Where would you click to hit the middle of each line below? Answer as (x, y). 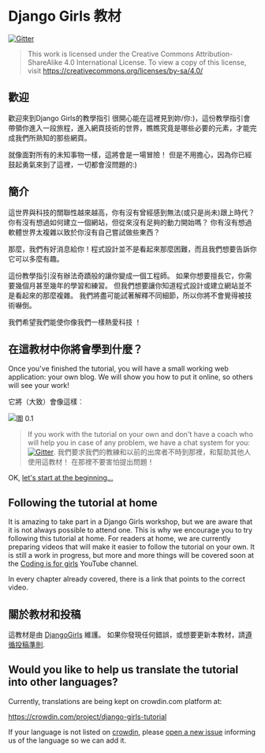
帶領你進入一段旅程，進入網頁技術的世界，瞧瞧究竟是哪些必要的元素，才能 (129, 128)
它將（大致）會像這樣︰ (46, 402)
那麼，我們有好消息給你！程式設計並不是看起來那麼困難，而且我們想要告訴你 (132, 249)
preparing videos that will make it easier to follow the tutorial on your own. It (131, 547)
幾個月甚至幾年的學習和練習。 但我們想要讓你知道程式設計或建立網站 (126, 285)
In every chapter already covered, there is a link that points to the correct (127, 579)
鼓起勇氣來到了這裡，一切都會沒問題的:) (73, 164)
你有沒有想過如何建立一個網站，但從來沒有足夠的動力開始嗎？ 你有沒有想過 (130, 222)
